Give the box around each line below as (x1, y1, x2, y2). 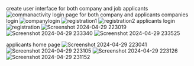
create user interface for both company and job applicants (6, 5, 148, 12)
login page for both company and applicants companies (52, 11, 189, 18)
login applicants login (6, 18, 176, 24)
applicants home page (6, 41, 61, 48)
